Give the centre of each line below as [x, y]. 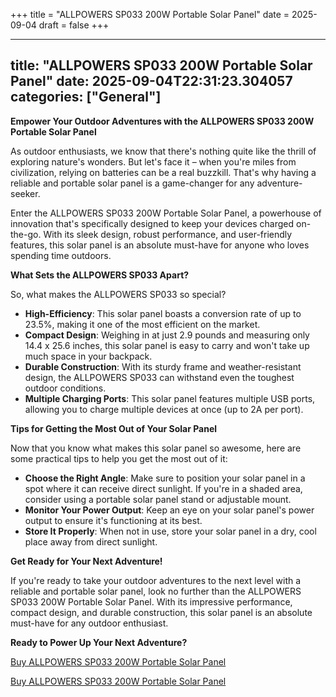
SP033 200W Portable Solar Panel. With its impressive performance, [151, 601]
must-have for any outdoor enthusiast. [89, 623]
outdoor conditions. [65, 388]
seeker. [25, 193]
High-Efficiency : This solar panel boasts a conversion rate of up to [163, 313]
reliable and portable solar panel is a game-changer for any [132, 183]
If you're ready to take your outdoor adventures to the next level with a [156, 580]
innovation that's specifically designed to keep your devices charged [152, 223]
